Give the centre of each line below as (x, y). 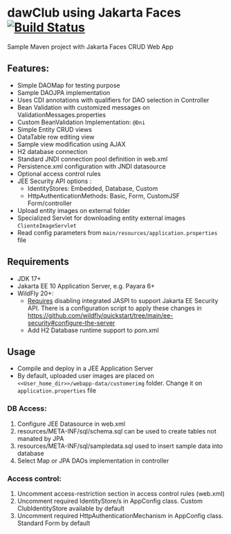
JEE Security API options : (54, 181)
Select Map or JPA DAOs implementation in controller (93, 460)
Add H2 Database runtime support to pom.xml (93, 330)
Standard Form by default (54, 523)
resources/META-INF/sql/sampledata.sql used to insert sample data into (120, 446)
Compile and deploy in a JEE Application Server (85, 368)
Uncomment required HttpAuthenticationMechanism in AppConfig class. (120, 515)
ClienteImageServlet (47, 226)
